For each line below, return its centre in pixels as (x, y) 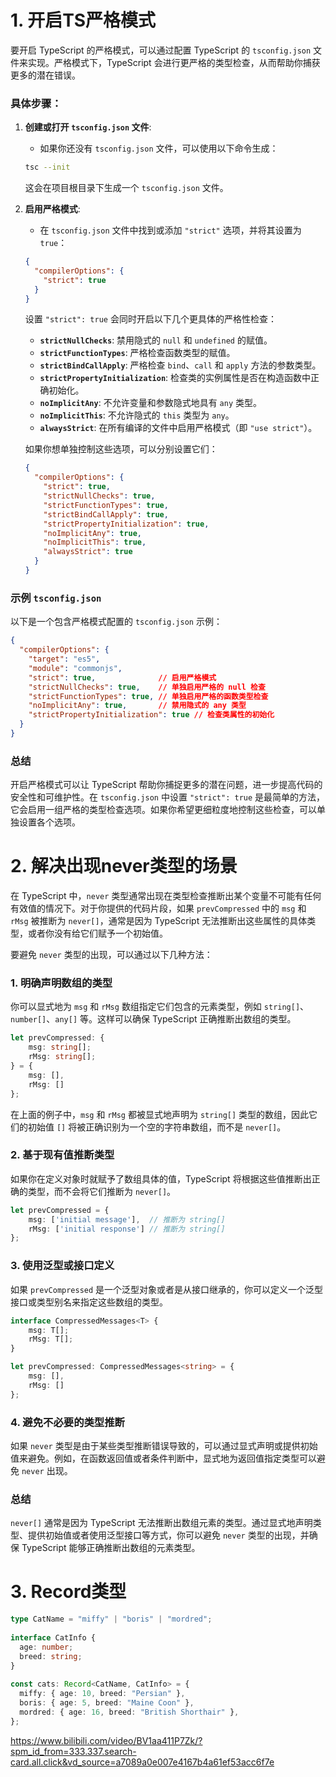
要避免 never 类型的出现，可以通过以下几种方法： (111, 955)
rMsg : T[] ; (51, 1339)
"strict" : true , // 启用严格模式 (122, 677)
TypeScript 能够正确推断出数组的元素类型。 (111, 1548)
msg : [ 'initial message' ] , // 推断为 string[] (127, 1219)
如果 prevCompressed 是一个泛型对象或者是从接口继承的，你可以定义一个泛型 (167, 1289)
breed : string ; (51, 1656)
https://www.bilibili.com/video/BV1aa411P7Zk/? (106, 1740)
